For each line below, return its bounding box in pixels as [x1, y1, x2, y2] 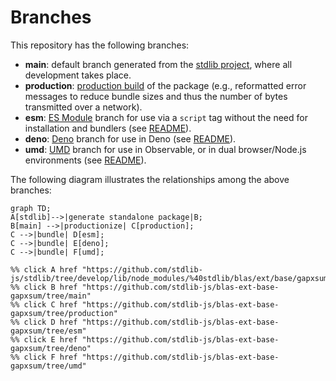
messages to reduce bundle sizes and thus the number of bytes [24, 90, 288, 102]
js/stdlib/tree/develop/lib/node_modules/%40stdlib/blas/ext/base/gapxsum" [10, 273, 333, 283]
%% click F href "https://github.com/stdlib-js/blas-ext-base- [10, 352, 280, 362]
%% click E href [10, 334, 78, 345]
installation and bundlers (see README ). [24, 122, 192, 134]
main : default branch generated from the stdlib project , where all [24, 58, 293, 70]
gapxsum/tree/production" [10, 308, 118, 318]
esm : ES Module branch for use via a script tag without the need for [24, 111, 308, 123]
